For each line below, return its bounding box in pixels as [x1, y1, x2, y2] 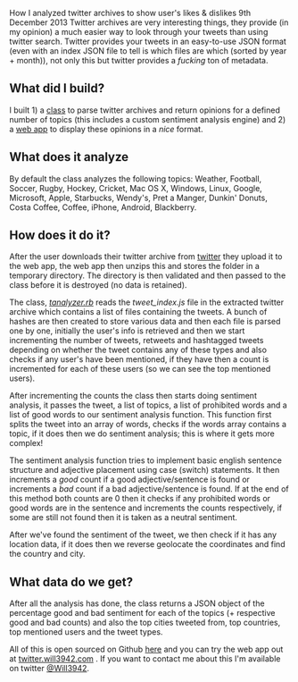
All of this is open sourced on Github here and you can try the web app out [9, 644, 284, 655]
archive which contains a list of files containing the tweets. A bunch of [9, 307, 268, 317]
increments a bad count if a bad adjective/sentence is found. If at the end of [9, 484, 289, 494]
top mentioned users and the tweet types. [9, 627, 163, 637]
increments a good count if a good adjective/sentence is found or [9, 474, 250, 485]
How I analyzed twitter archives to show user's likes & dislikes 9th [9, 8, 252, 18]
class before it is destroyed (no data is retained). [9, 280, 187, 290]
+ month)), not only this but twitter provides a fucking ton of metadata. [9, 55, 269, 65]
